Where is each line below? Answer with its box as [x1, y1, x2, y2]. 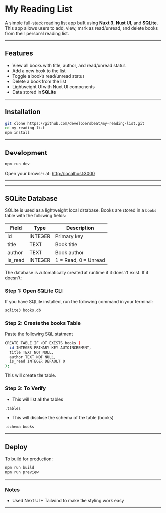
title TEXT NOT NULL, [9, 350, 54, 355]
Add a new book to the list [12, 68, 66, 74]
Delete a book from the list [12, 78, 67, 84]
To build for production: [5, 456, 53, 462]
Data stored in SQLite [12, 89, 56, 95]
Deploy [5, 442, 28, 451]
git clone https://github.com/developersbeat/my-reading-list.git [5, 121, 145, 126]
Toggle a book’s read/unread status [12, 73, 85, 79]
